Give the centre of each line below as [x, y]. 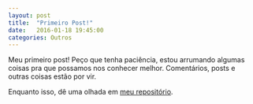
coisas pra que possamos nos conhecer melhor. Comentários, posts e [122, 69]
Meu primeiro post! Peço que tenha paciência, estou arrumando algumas [126, 60]
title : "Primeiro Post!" [50, 23]
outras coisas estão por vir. [52, 76]
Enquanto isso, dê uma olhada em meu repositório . [91, 92]
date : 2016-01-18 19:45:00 [56, 30]
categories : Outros [40, 37]
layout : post [30, 15]
